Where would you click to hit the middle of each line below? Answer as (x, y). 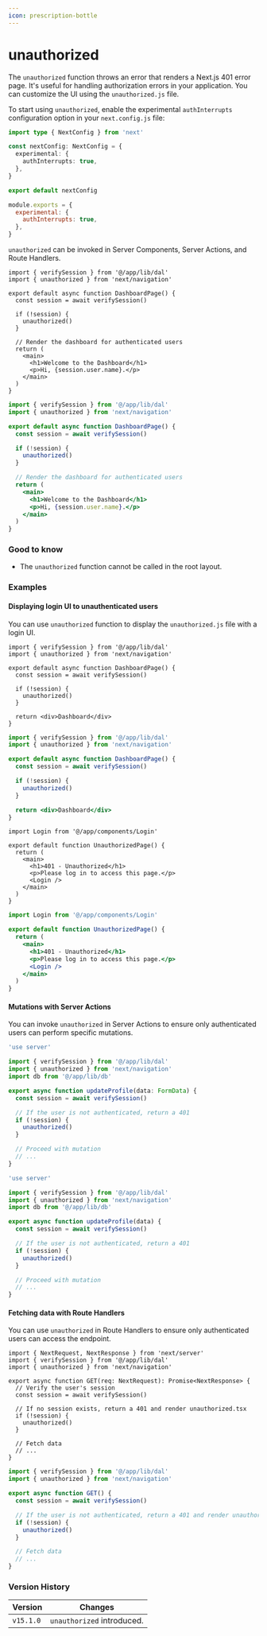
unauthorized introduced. (97, 1621)
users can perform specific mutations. (71, 1033)
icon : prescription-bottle (53, 16)
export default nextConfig (53, 190)
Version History (39, 1587)
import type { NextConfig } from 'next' (76, 132)
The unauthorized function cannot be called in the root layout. (121, 567)
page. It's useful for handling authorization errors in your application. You (128, 85)
